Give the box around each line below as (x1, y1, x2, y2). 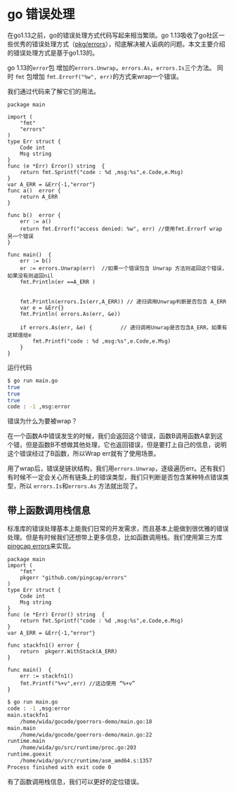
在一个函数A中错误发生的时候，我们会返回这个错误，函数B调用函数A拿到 (7, 432, 217, 440)
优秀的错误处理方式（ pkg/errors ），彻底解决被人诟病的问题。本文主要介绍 (13, 39, 226, 48)
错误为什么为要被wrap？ (7, 417, 78, 425)
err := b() (20, 257, 52, 264)
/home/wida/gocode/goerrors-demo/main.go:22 (20, 731, 152, 738)
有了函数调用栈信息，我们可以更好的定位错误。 (7, 777, 143, 786)
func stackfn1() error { (7, 642, 80, 649)
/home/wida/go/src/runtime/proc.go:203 (20, 744, 137, 751)
